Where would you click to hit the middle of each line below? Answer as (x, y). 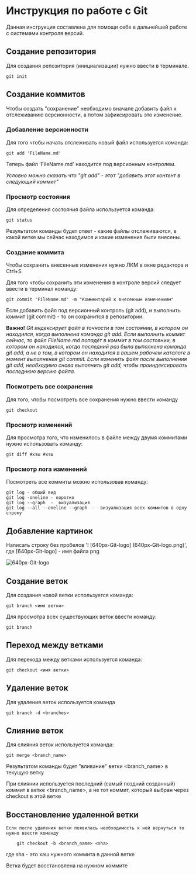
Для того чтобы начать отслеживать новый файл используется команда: (97, 142)
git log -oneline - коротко (40, 498)
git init (17, 76)
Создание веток (37, 581)
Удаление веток (37, 688)
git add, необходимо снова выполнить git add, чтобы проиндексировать (97, 365)
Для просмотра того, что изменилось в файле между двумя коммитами (97, 437)
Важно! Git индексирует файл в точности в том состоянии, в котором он (97, 328)
